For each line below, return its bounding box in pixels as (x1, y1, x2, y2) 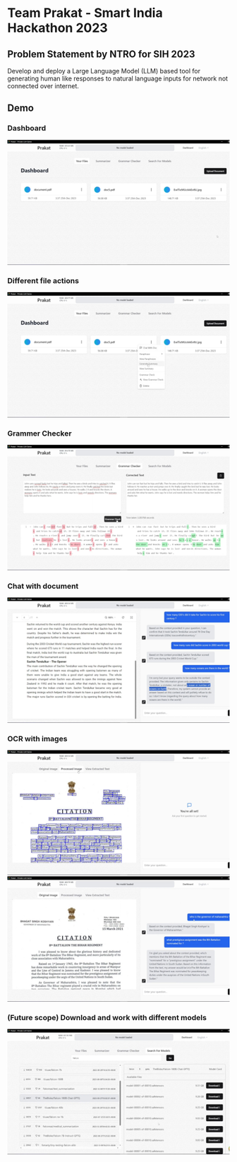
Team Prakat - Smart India (7, 5, 164, 21)
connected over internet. (7, 82, 80, 90)
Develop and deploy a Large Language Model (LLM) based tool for (7, 67, 201, 75)
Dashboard (7, 124, 47, 133)
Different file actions (7, 276, 80, 286)
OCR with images (7, 733, 68, 743)
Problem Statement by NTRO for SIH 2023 (7, 48, 195, 60)
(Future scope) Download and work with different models (7, 1012, 207, 1022)
